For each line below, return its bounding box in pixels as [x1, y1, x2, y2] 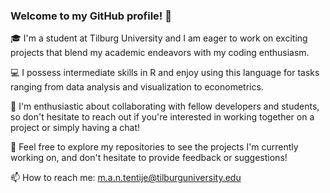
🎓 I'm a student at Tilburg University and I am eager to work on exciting [10, 32, 308, 44]
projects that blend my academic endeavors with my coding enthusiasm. [10, 47, 310, 59]
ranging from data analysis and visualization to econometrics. [10, 81, 264, 93]
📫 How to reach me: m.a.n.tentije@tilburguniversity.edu [10, 172, 242, 184]
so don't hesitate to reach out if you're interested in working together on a [10, 111, 315, 123]
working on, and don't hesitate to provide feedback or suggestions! [10, 152, 288, 164]
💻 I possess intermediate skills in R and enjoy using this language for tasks [10, 67, 320, 79]
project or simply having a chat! [10, 122, 141, 134]
